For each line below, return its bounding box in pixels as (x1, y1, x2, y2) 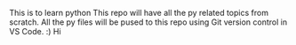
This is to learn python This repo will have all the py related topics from (9, 8, 269, 18)
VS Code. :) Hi (9, 26, 61, 36)
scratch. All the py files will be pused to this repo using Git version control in (9, 17, 287, 27)
